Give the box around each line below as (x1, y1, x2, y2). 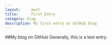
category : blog (5, 16, 36, 21)
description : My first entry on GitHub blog (5, 21, 97, 26)
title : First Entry (5, 12, 56, 17)
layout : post (5, 7, 40, 12)
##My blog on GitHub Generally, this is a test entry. (5, 34, 108, 40)
